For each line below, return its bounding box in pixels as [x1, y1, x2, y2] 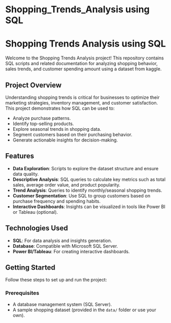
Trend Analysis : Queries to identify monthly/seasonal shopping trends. [12, 187, 162, 193]
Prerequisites [5, 290, 39, 297]
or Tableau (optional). [12, 209, 58, 215]
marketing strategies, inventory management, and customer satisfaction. [5, 99, 158, 106]
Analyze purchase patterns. [12, 115, 71, 121]
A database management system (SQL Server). [12, 301, 112, 307]
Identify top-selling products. [12, 120, 74, 127]
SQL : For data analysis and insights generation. [12, 237, 112, 244]
